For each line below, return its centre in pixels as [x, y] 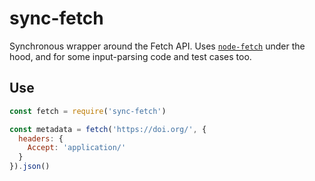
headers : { [41, 138]
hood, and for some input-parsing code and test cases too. [130, 56]
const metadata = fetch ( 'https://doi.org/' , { [108, 129]
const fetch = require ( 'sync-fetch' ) [88, 111]
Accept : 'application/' [77, 148]
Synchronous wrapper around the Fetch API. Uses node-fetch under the [157, 46]
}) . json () [30, 167]
